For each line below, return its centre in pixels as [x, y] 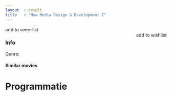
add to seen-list [22, 29]
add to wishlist [152, 35]
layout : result [24, 10]
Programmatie [36, 86]
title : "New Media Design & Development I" [56, 15]
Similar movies [21, 66]
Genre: [13, 54]
